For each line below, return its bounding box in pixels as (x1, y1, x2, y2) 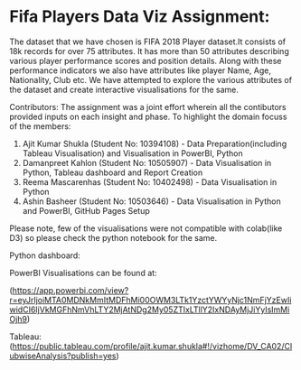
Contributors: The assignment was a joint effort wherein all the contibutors (9, 101, 287, 112)
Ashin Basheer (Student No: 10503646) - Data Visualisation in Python (22, 196, 282, 207)
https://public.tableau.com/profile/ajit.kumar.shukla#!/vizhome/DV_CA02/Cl (12, 340, 293, 351)
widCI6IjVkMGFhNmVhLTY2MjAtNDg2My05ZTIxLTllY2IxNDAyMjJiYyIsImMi (9, 304, 290, 315)
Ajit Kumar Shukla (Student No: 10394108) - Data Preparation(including (22, 138, 287, 149)
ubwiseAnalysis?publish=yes (9, 350, 117, 361)
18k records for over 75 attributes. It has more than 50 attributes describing (9, 45, 289, 56)
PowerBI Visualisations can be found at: (9, 267, 157, 278)
